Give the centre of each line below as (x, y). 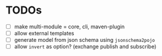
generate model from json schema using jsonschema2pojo (85, 40)
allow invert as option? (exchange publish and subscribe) (85, 47)
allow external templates (44, 33)
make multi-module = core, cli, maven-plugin (69, 27)
